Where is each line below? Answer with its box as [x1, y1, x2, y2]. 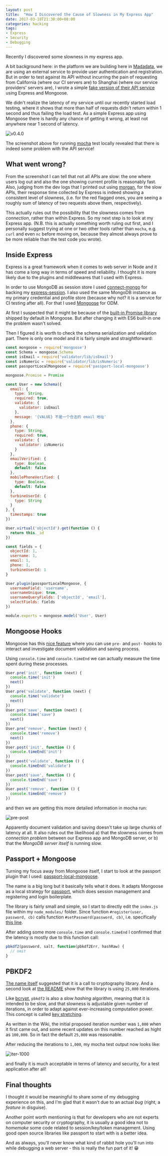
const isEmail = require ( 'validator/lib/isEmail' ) [5, 355, 113, 360]
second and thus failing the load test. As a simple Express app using [5, 110, 146, 116]
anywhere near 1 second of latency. [5, 121, 79, 127]
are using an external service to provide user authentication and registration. [5, 69, 163, 75]
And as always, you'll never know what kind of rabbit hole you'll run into [5, 1140, 154, 1146]
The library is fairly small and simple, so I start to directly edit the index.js [5, 903, 158, 909]
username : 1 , [10, 553, 37, 558]
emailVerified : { [10, 456, 46, 461]
